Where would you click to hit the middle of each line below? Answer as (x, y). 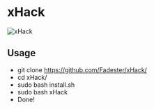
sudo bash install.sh (46, 85)
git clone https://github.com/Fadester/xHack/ (82, 69)
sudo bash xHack (43, 92)
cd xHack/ (32, 77)
